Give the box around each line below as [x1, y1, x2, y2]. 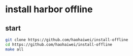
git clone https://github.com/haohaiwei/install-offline [5, 37, 128, 42]
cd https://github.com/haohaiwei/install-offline [5, 42, 113, 47]
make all [5, 47, 24, 52]
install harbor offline [5, 4, 93, 15]
